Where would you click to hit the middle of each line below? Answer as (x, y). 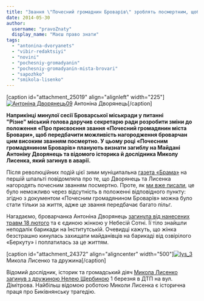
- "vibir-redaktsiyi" (39, 52)
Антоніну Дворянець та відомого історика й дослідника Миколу (92, 154)
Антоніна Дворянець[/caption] (113, 103)
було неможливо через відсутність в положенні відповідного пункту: (96, 192)
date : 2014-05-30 (28, 18)
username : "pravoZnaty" (42, 29)
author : (16, 23)
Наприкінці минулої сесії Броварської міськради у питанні (85, 116)
